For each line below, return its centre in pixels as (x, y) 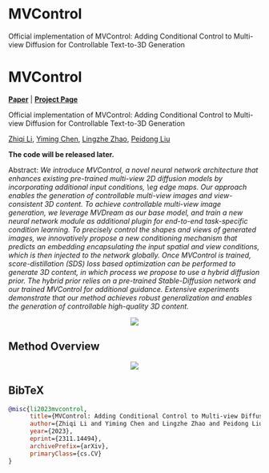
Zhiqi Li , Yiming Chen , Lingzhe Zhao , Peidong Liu (89, 139)
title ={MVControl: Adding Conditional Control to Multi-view (134, 416)
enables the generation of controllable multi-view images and (110, 195)
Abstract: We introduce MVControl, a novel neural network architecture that (133, 170)
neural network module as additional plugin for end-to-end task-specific (128, 220)
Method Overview (54, 347)
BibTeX (26, 391)
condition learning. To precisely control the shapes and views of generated (132, 229)
